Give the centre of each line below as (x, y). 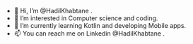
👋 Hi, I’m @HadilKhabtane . (53, 11)
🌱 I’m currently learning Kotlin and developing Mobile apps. (100, 25)
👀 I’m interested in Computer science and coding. (86, 18)
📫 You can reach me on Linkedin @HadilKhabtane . (89, 34)
